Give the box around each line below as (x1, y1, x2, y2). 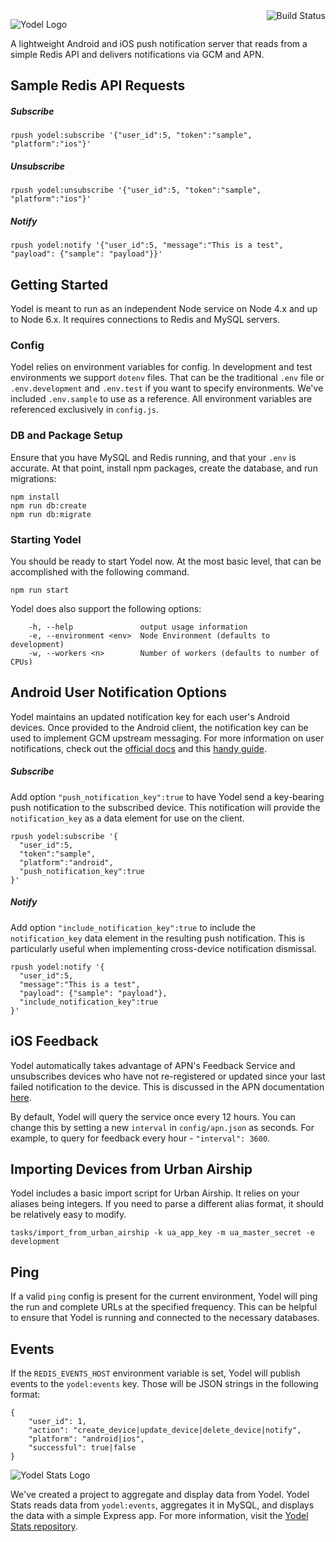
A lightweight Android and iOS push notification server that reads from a (10, 38, 308, 49)
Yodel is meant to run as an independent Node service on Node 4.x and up (10, 303, 318, 315)
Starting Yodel (10, 532, 82, 546)
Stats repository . (10, 1520, 78, 1532)
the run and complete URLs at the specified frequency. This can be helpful (10, 1301, 318, 1313)
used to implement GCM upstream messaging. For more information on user (10, 732, 325, 744)
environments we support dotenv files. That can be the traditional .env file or (10, 372, 325, 384)
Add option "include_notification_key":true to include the (10, 921, 256, 933)
